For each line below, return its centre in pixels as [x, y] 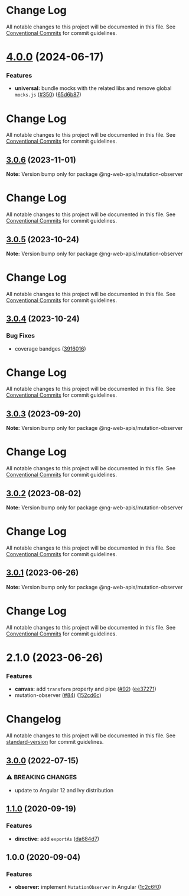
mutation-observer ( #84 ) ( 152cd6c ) [58, 695]
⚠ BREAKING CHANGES [42, 778]
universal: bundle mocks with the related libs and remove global [93, 88]
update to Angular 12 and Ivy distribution [64, 790]
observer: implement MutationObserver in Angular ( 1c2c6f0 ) [88, 887]
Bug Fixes [21, 336]
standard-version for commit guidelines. [55, 742]
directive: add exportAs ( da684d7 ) [57, 839]
